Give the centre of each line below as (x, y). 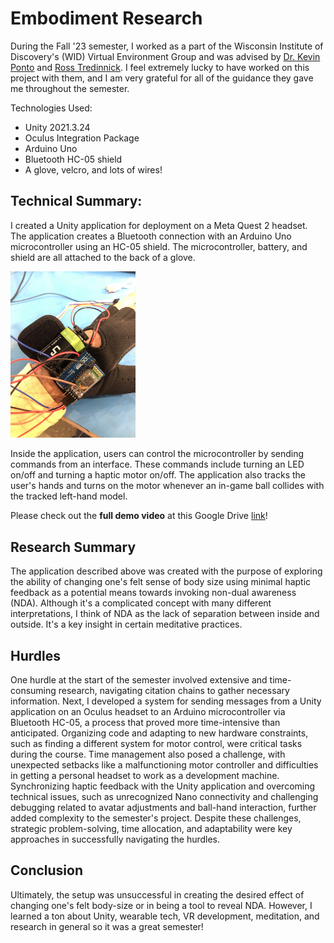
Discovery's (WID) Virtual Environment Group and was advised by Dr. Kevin (165, 56)
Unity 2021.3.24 (57, 127)
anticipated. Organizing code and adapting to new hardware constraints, (159, 733)
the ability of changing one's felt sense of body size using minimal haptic (161, 582)
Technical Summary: (76, 201)
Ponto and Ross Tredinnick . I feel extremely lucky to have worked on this (160, 67)
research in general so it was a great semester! (107, 926)
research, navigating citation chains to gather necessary (174, 691)
